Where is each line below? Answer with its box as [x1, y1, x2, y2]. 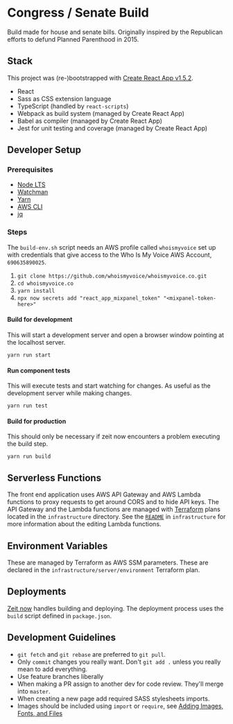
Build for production [7, 417, 67, 425]
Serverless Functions [7, 472, 102, 483]
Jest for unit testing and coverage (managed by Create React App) [17, 123, 208, 132]
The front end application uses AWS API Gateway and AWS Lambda [7, 490, 201, 499]
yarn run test [7, 402, 49, 410]
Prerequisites [7, 165, 53, 175]
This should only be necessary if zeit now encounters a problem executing [7, 432, 221, 441]
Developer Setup [7, 144, 82, 156]
